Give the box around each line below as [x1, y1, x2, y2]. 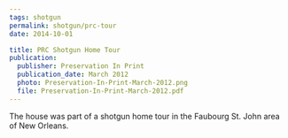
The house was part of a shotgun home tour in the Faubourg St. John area [9, 111, 281, 121]
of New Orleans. [9, 120, 69, 131]
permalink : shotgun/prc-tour [9, 21, 117, 30]
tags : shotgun [9, 12, 62, 22]
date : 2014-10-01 [9, 29, 74, 38]
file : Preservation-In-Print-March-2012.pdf [17, 86, 184, 96]
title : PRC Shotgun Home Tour [9, 45, 121, 54]
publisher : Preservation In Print [17, 62, 144, 71]
